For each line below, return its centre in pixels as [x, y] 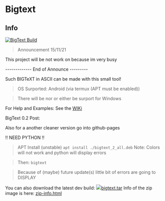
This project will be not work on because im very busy [61, 59]
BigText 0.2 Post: [23, 118]
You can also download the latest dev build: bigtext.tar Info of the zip [79, 188]
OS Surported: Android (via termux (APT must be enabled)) [79, 89]
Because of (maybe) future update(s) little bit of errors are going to [87, 172]
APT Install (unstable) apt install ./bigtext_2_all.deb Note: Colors [89, 147]
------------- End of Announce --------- [47, 69]
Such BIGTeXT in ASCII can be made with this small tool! [63, 79]
